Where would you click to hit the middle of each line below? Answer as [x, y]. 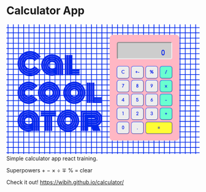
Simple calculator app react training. [52, 159]
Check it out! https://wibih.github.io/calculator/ [65, 182]
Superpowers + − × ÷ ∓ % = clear [50, 171]
